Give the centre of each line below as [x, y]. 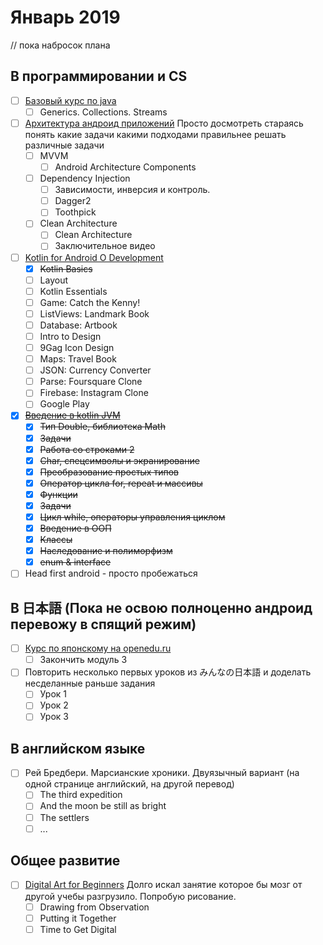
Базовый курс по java [70, 100]
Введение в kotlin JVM [72, 415]
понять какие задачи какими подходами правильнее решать [155, 134]
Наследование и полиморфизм [106, 551]
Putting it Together [78, 918]
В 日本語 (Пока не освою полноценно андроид [161, 607]
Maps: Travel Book [78, 359]
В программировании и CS [99, 76]
